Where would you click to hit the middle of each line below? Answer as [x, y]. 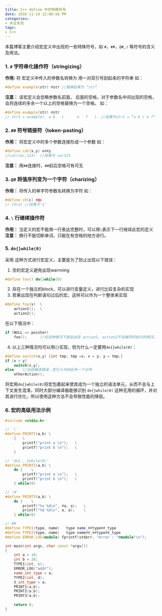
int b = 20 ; [26, 560]
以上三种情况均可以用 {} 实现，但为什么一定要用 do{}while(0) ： [74, 347]
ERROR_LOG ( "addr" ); [34, 569]
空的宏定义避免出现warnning [41, 270]
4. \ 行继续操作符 [25, 218]
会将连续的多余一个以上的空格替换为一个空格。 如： [57, 103]
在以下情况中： [20, 324]
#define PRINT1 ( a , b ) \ [28, 434]
